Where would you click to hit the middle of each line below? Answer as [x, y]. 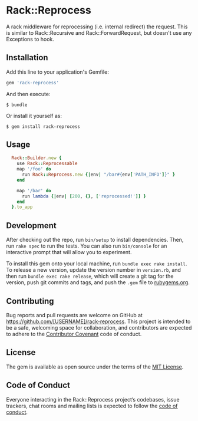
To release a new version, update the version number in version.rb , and [94, 270]
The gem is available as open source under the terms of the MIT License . [95, 367]
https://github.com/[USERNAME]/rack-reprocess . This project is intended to [98, 321]
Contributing [30, 301]
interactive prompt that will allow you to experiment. [69, 252]
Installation [27, 57]
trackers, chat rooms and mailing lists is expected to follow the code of [92, 406]
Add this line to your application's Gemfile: [57, 72]
